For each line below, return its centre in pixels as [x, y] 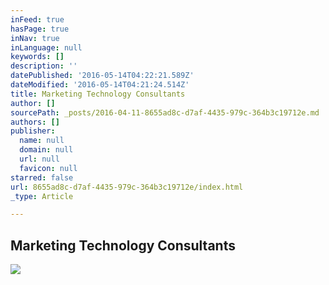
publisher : [33, 131]
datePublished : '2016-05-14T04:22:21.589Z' [102, 76]
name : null [42, 141]
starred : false [42, 177]
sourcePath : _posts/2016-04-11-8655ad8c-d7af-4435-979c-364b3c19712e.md [165, 112]
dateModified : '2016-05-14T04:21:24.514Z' [100, 85]
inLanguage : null [46, 47]
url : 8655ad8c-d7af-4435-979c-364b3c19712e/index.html [127, 187]
